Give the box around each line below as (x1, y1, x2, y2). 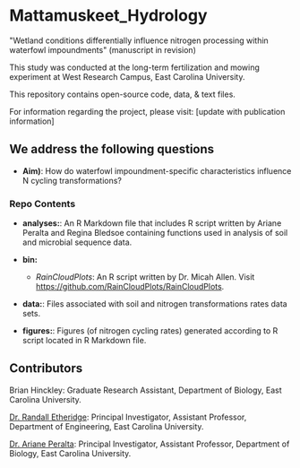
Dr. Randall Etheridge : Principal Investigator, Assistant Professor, (9, 412, 247, 422)
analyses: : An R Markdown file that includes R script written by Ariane (21, 218, 282, 229)
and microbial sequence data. (21, 237, 133, 247)
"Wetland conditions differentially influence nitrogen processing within (9, 35, 269, 46)
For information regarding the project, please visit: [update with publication (9, 106, 286, 117)
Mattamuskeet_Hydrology (9, 5, 208, 26)
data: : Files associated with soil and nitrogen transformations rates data (21, 299, 288, 309)
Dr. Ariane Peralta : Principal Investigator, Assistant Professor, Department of (9, 438, 290, 449)
